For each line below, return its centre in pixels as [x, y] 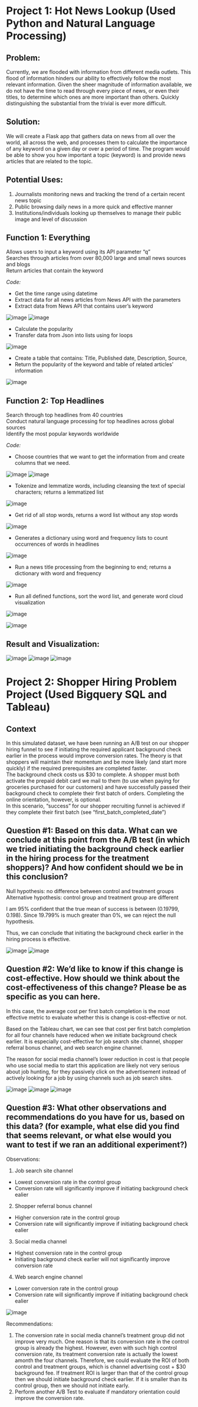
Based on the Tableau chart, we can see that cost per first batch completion [98, 1028]
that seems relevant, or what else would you [89, 1136]
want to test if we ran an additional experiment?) [97, 1145]
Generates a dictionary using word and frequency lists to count [91, 538]
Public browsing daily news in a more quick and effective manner [94, 206]
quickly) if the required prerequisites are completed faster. [77, 768]
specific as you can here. [53, 997]
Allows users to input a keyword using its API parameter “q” [78, 252]
